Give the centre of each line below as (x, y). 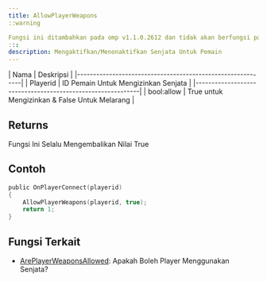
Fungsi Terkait (44, 242)
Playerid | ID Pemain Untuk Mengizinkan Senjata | (110, 83)
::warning (25, 23)
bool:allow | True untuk (186, 91)
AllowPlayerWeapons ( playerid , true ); (85, 202)
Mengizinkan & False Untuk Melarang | (72, 100)
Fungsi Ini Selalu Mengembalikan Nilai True (79, 144)
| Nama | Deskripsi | (41, 75)
